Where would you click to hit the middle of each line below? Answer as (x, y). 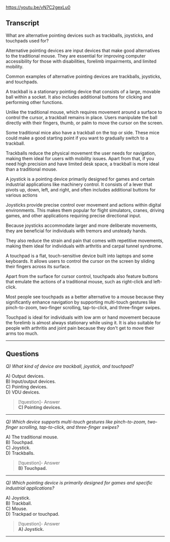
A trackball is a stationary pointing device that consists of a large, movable (83, 91)
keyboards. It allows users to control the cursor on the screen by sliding (80, 261)
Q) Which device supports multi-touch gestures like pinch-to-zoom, (76, 422)
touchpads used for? (27, 40)
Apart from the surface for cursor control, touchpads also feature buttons (82, 276)
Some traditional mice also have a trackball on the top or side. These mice (82, 132)
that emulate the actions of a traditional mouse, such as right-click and (79, 281)
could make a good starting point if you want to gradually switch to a (77, 138)
